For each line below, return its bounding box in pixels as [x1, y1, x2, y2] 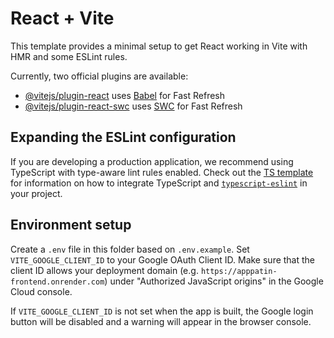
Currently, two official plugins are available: [10, 70, 189, 82]
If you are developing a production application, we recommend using [10, 155, 294, 167]
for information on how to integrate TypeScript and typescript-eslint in [10, 177, 308, 189]
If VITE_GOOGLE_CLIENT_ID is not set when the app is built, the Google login [10, 305, 314, 317]
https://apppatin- [200, 266, 278, 276]
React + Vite [10, 7, 115, 30]
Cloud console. [10, 285, 73, 297]
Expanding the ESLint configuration [10, 129, 237, 146]
